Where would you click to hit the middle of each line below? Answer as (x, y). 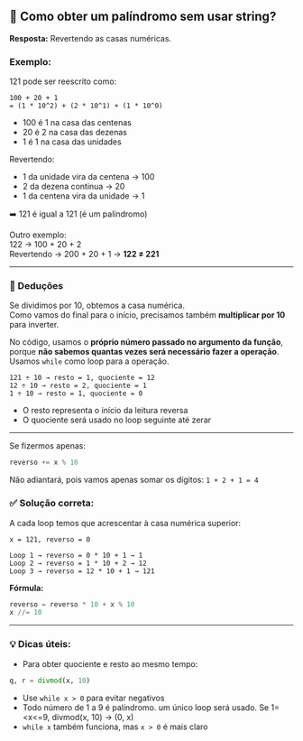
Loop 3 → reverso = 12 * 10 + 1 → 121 (82, 571)
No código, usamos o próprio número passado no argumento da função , (147, 342)
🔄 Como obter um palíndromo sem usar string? (143, 17)
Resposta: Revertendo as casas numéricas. (91, 38)
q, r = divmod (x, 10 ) (50, 681)
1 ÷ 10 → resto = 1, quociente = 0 (76, 394)
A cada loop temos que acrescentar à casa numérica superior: (125, 523)
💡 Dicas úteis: (40, 644)
